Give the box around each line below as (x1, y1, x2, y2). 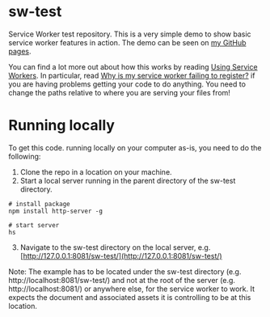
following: (8, 151, 41, 161)
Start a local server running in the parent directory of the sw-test (19, 175, 236, 185)
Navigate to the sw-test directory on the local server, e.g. (19, 242, 211, 252)
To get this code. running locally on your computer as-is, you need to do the (8, 142, 262, 152)
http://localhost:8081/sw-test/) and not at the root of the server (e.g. (8, 275, 236, 285)
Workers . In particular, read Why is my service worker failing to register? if (8, 70, 255, 80)
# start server (8, 221, 60, 229)
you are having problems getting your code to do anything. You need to (8, 79, 247, 89)
